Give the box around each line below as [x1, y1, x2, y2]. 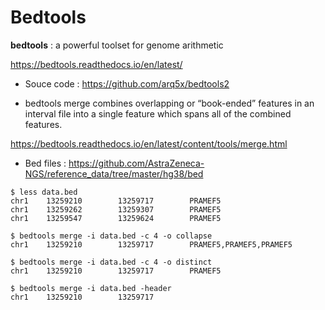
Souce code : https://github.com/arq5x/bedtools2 [24, 77, 230, 90]
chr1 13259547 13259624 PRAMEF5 [10, 213, 222, 223]
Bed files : [24, 157, 67, 169]
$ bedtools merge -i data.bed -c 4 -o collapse [10, 231, 213, 241]
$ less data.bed [10, 187, 78, 197]
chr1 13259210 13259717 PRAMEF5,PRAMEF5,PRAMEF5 [10, 239, 293, 250]
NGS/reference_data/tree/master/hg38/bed [24, 167, 204, 180]
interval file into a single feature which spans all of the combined [24, 107, 292, 120]
